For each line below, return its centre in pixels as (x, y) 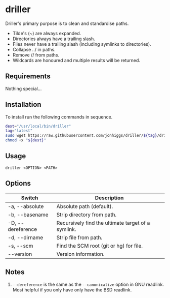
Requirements (28, 77)
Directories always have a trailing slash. (54, 39)
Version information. (80, 254)
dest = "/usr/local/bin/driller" (38, 126)
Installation (23, 105)
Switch (30, 198)
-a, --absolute (26, 206)
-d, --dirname (26, 237)
